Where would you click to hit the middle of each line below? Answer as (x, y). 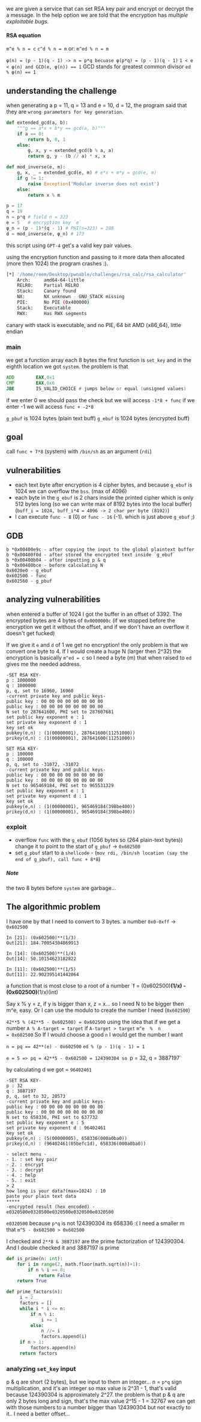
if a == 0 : (31, 134)
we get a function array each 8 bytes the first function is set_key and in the (99, 360)
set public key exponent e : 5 (45, 1123)
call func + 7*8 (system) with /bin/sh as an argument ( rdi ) (79, 452)
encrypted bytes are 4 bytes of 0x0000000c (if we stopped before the (91, 620)
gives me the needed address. (44, 664)
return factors (39, 1353)
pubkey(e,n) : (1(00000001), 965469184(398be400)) (71, 806)
